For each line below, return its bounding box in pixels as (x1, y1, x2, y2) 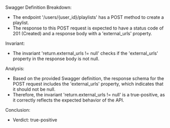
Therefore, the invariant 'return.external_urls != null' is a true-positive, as (12, 92, 165, 97)
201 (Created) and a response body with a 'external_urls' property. (12, 31, 152, 36)
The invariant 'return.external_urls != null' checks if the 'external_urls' (12, 50, 159, 56)
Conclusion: (5, 107, 31, 113)
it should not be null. (12, 86, 56, 92)
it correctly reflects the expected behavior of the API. (12, 97, 125, 103)
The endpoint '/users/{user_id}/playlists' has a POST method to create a (12, 14, 164, 20)
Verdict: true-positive (12, 117, 58, 123)
